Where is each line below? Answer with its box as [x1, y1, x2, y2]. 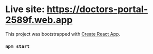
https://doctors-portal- [46, 4, 148, 15]
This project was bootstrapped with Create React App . [5, 31, 121, 37]
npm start [5, 43, 30, 49]
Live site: [5, 4, 45, 15]
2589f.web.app [5, 14, 73, 26]
